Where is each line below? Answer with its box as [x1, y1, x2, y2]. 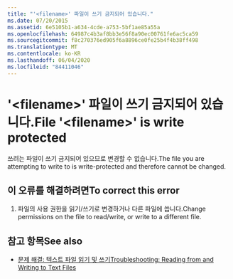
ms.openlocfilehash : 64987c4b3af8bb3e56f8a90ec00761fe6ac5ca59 [7, 30, 199, 38]
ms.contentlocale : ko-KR [7, 51, 81, 58]
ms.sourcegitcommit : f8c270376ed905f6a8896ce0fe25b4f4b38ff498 [7, 37, 199, 44]
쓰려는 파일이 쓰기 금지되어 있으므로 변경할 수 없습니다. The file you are [7, 154, 205, 162]
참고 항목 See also [7, 235, 83, 247]
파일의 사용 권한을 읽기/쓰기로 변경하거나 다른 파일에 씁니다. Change [17, 204, 206, 214]
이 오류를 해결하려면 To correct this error [7, 184, 180, 196]
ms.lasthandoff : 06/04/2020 [7, 57, 91, 64]
